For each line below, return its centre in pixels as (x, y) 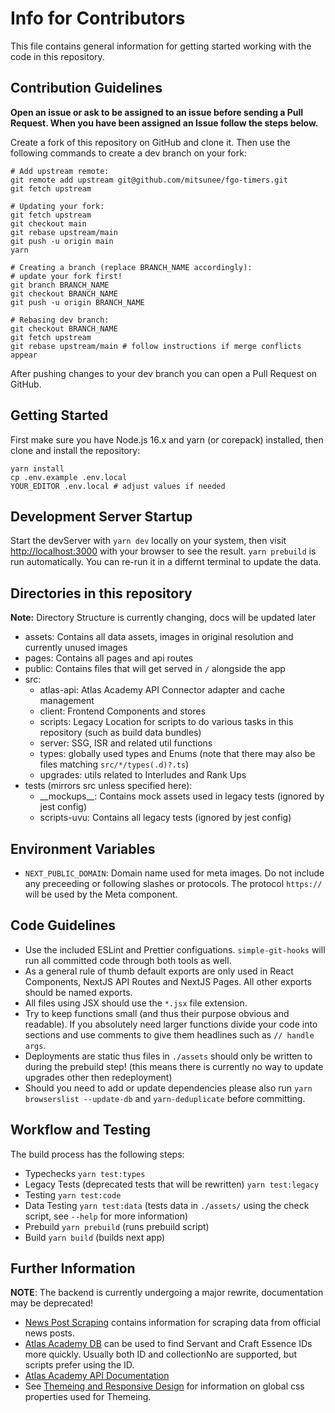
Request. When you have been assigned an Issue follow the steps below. (164, 123)
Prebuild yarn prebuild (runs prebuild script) (117, 1226)
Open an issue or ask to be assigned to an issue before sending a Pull (157, 112)
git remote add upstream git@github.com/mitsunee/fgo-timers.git (149, 180)
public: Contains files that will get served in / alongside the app (155, 669)
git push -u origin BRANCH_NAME (77, 302)
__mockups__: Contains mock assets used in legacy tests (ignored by (182, 796)
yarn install (37, 468)
